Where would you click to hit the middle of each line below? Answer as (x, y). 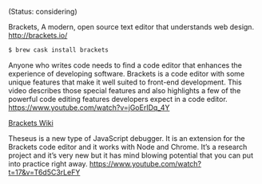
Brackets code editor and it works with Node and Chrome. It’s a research (128, 147)
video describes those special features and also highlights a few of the (125, 90)
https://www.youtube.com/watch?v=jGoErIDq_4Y (89, 108)
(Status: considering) (43, 12)
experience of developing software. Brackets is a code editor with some (127, 73)
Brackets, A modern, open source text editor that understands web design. (131, 27)
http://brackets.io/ (38, 35)
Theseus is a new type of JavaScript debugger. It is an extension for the (127, 138)
